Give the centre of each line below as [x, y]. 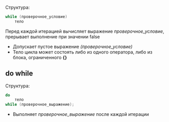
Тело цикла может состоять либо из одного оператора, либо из [82, 52]
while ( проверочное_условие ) [36, 17]
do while [19, 74]
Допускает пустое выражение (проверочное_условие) [72, 46]
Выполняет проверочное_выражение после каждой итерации [81, 114]
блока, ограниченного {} [40, 57]
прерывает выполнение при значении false [52, 36]
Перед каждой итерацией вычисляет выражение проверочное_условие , [85, 31]
